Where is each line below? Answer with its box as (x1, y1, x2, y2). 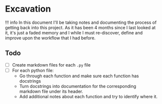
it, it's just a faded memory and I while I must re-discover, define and (5, 30, 143, 35)
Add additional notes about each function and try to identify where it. (19, 93, 158, 99)
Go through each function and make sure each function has (19, 73, 139, 79)
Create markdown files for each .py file (12, 62, 91, 68)
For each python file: (12, 67, 54, 73)
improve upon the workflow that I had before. (5, 35, 96, 41)
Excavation (5, 3, 51, 15)
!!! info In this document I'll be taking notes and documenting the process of (5, 19, 157, 25)
